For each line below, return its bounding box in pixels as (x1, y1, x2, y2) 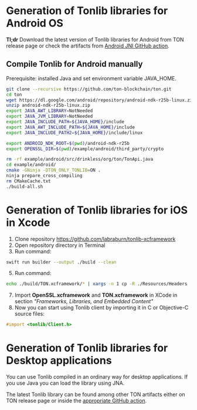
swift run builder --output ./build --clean (6, 259, 117, 265)
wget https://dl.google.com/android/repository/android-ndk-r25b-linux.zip (6, 97, 195, 103)
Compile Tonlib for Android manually (6, 59, 143, 69)
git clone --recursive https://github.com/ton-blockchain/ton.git (6, 86, 172, 92)
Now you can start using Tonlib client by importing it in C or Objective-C (14, 304, 189, 311)
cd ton (6, 92, 22, 97)
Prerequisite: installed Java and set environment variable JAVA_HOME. (6, 74, 177, 82)
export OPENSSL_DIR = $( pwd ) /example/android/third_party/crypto (6, 145, 164, 152)
